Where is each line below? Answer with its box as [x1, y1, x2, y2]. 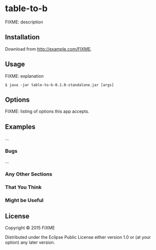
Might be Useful [5, 197, 44, 204]
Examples [5, 123, 35, 131]
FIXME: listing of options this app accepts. [5, 108, 89, 114]
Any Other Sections [5, 171, 52, 178]
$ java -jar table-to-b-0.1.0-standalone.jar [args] [5, 82, 114, 88]
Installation [5, 33, 40, 41]
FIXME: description [5, 19, 43, 25]
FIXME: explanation [5, 73, 44, 79]
